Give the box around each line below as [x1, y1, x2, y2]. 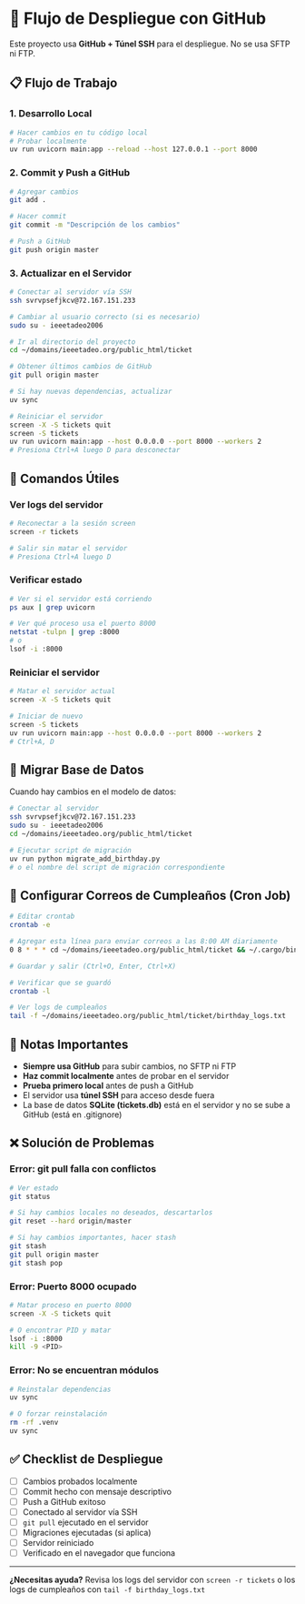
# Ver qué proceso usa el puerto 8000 [9, 619, 156, 629]
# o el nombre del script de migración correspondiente [9, 863, 225, 872]
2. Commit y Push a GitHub [9, 166, 130, 179]
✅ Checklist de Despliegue [9, 1451, 163, 1468]
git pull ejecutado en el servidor [22, 1517, 149, 1528]
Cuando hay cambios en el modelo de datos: [9, 786, 177, 797]
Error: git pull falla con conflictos [9, 1163, 157, 1175]
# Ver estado [9, 1183, 59, 1193]
